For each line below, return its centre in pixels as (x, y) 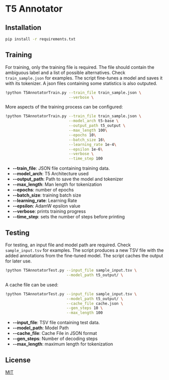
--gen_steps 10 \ (85, 308)
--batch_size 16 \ (87, 140)
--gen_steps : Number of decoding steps (55, 339)
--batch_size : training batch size (47, 195)
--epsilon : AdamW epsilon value (47, 206)
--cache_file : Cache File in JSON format (55, 333)
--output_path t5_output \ (97, 126)
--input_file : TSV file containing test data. (56, 323)
